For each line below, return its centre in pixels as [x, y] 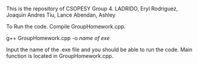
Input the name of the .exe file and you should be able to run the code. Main [99, 49]
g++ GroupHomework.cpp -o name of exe [58, 38]
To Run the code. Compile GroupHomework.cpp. [66, 27]
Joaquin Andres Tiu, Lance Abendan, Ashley [61, 15]
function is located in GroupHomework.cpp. [60, 56]
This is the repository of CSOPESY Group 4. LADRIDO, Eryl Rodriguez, [92, 9]
